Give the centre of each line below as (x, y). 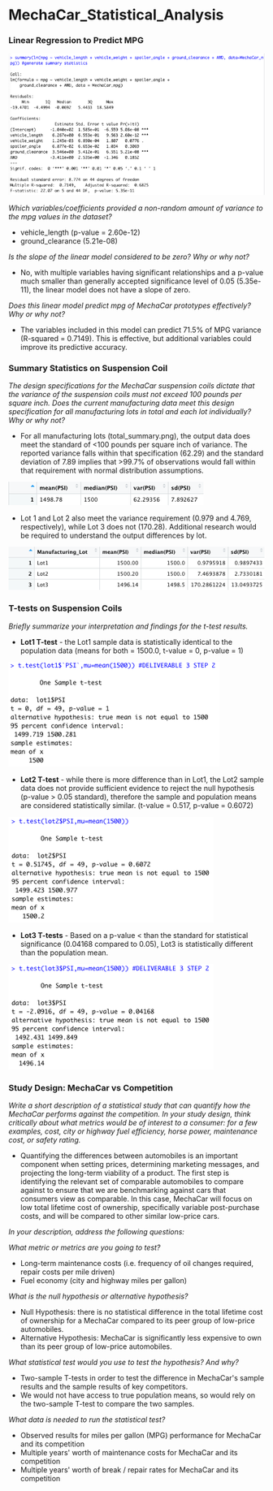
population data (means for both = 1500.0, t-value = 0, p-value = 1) (132, 650)
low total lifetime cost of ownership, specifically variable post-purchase (140, 1207)
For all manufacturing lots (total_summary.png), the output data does (135, 436)
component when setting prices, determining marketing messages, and (140, 1164)
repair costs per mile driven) (67, 1272)
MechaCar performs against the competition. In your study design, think (130, 1113)
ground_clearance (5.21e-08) (69, 240)
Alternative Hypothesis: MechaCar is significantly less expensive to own (141, 1338)
